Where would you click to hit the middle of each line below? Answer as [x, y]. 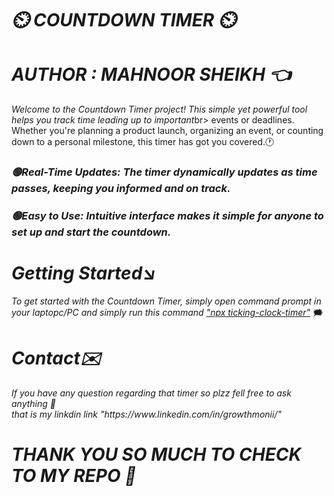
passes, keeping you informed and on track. [121, 189]
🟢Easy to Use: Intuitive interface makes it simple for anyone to [167, 215]
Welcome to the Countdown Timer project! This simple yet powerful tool [159, 109]
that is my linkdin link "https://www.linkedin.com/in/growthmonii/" [146, 414]
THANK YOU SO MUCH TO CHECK [156, 454]
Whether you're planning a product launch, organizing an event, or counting [167, 131]
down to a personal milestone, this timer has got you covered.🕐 [143, 142]
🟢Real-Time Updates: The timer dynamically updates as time [164, 172]
